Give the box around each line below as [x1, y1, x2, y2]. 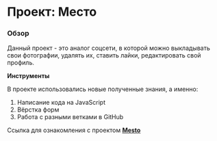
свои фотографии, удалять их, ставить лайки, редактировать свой [7, 51, 201, 60]
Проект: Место [7, 4, 97, 20]
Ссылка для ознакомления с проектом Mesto [7, 126, 141, 134]
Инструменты [7, 72, 50, 80]
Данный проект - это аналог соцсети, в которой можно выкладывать [7, 44, 210, 52]
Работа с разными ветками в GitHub [16, 113, 124, 121]
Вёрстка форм [16, 105, 60, 114]
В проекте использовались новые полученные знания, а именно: [7, 85, 199, 93]
